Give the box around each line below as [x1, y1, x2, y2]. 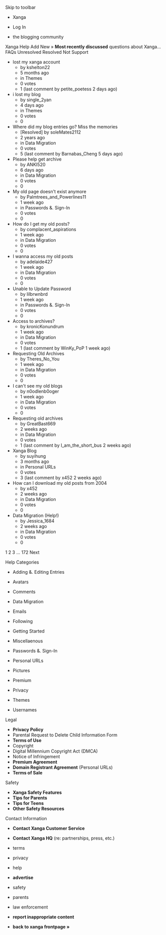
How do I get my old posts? [12, 221, 70, 227]
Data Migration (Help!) [12, 513, 59, 518]
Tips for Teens [12, 800, 44, 806]
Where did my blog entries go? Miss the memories [12, 124, 118, 130]
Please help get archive [12, 156, 62, 162]
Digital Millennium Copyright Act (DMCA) [12, 748, 98, 754]
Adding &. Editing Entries [12, 569, 65, 575]
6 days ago [20, 167, 44, 173]
